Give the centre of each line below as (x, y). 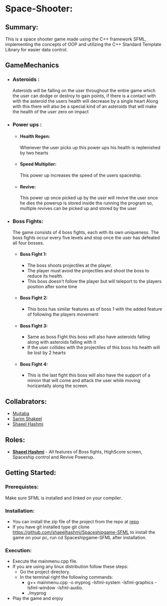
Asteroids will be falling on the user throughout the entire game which (84, 90)
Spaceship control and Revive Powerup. (53, 457)
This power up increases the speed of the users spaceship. (81, 176)
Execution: (18, 550)
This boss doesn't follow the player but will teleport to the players (94, 281)
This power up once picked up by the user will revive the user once (89, 198)
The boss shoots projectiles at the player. (70, 265)
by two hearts (34, 153)
